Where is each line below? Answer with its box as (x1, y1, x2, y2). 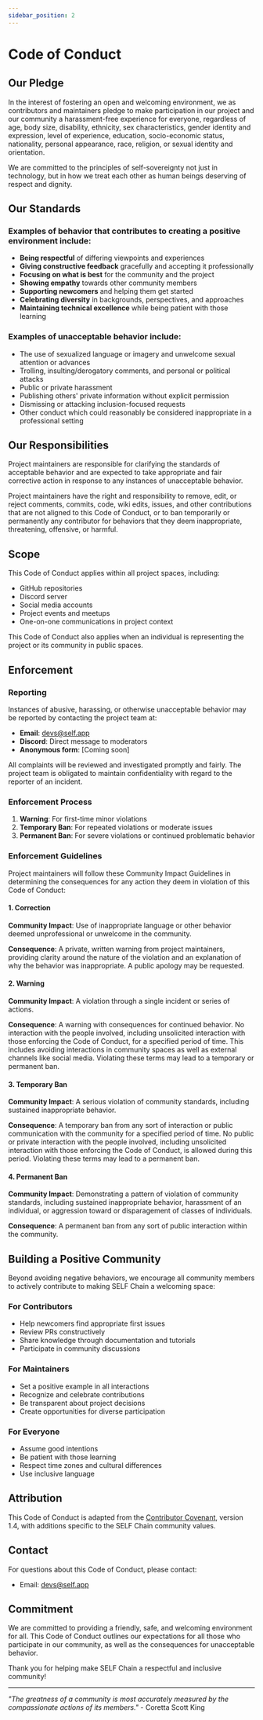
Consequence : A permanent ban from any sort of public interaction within (8, 1221, 248, 1231)
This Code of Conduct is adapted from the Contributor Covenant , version (8, 1513, 244, 1522)
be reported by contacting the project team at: (8, 712, 157, 723)
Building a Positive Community (8, 1252, 161, 1265)
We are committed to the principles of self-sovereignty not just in (8, 163, 218, 172)
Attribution (8, 1491, 63, 1505)
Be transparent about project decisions (19, 1398, 146, 1407)
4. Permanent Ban (8, 1172, 68, 1181)
